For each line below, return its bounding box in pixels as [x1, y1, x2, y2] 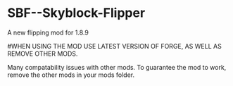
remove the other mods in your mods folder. [7, 70, 135, 79]
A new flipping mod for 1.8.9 [7, 28, 89, 37]
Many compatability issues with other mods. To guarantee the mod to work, [7, 63, 227, 71]
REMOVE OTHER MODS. [7, 49, 78, 58]
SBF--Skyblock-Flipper [7, 5, 146, 21]
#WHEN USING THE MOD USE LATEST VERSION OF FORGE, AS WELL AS [7, 42, 222, 50]
